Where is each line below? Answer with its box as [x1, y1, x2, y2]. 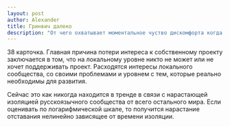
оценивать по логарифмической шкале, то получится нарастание [7, 105, 200, 113]
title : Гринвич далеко [7, 23, 72, 30]
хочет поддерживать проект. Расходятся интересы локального [7, 62, 193, 71]
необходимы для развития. [7, 77, 87, 86]
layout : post [7, 10, 45, 17]
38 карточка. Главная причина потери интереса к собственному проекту [7, 48, 223, 56]
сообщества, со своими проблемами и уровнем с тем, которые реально [7, 70, 222, 78]
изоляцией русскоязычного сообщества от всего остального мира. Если [7, 97, 222, 106]
